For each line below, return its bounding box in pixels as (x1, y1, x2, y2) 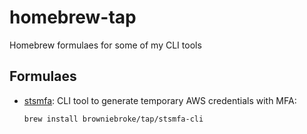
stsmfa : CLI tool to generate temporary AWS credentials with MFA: (23, 94, 297, 106)
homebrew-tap (9, 6, 137, 29)
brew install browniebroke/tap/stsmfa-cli (23, 114, 204, 124)
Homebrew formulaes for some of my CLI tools (9, 39, 202, 51)
